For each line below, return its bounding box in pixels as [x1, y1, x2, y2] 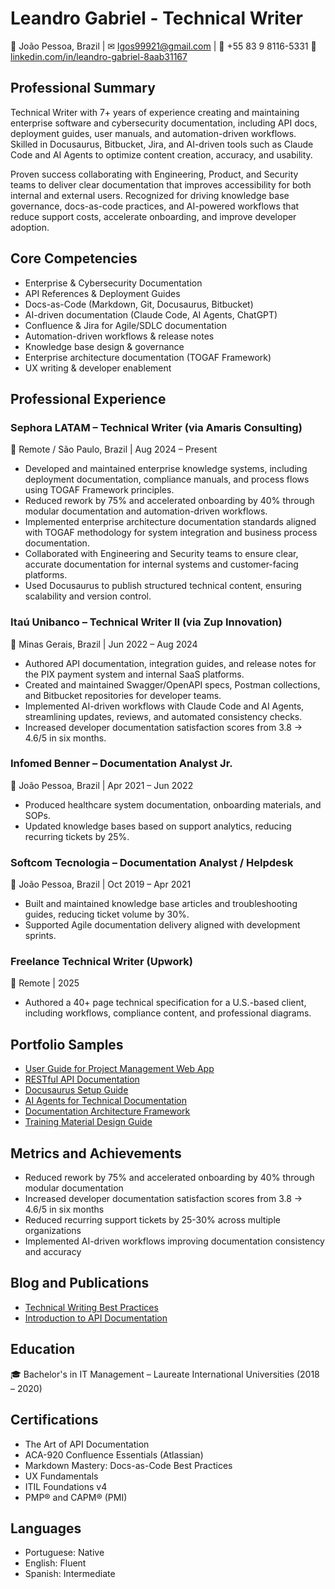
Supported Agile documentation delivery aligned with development [24, 919, 301, 931]
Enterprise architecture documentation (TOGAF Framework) [24, 351, 272, 363]
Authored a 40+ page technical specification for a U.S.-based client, [24, 997, 307, 1009]
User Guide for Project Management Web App [24, 1063, 215, 1075]
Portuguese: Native [24, 1547, 105, 1559]
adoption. [10, 221, 50, 233]
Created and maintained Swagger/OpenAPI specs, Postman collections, [24, 678, 321, 691]
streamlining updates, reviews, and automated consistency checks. [24, 710, 303, 722]
